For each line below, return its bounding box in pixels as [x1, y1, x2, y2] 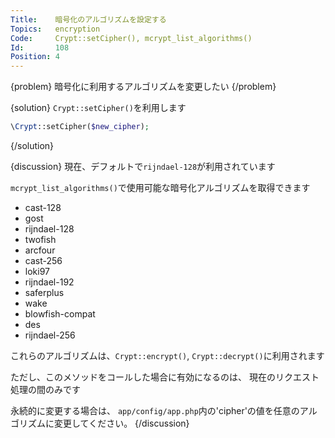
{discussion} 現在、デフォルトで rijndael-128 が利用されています [10, 161, 276, 172]
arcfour [24, 244, 56, 256]
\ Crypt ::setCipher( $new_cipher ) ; [10, 122, 150, 132]
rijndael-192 [24, 276, 75, 288]
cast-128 [24, 202, 62, 213]
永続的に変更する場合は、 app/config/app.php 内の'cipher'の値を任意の [10, 405, 300, 416]
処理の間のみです [10, 384, 81, 395]
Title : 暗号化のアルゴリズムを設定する [10, 14, 167, 25]
